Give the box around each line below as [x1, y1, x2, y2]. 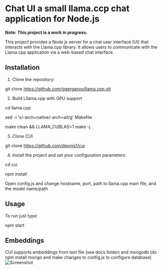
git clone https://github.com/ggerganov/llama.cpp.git [5, 86, 111, 92]
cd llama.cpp [5, 104, 31, 110]
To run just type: [5, 213, 38, 219]
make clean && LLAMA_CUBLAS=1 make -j [5, 124, 90, 129]
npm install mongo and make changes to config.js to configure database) [5, 254, 152, 260]
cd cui [5, 162, 18, 167]
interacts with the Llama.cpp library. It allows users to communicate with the [5, 44, 158, 50]
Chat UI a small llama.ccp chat [5, 3, 130, 14]
